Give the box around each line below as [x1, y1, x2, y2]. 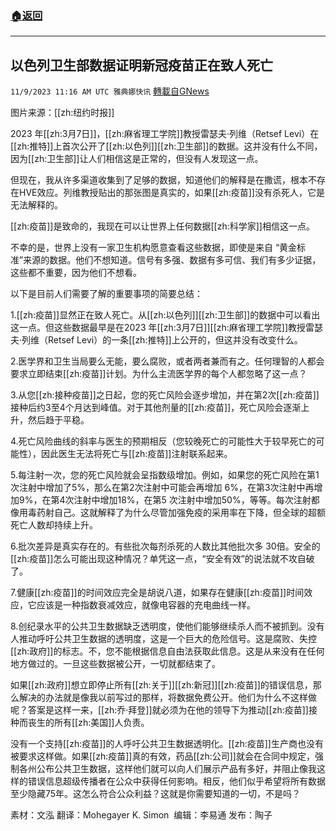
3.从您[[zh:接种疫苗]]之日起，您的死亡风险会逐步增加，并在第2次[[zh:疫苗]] [10, 389, 320, 401]
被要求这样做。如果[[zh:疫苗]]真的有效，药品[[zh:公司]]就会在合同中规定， [10, 750, 315, 762]
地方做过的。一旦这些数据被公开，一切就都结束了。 [10, 658, 221, 670]
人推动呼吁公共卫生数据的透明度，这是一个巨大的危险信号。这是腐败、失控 [10, 633, 317, 645]
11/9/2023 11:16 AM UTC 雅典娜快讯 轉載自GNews [10, 85, 210, 97]
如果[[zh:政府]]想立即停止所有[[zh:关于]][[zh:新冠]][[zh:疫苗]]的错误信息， [10, 679, 313, 691]
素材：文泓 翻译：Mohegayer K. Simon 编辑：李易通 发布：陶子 [10, 809, 273, 821]
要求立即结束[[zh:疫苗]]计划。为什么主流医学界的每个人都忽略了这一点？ [10, 368, 308, 380]
